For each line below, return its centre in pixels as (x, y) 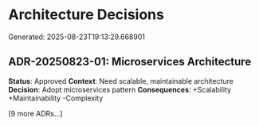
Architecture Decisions (86, 15)
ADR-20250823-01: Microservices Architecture (130, 62)
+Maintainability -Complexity (56, 98)
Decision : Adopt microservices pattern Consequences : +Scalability (120, 89)
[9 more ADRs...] (35, 113)
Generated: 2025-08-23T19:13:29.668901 (77, 37)
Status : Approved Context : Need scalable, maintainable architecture (121, 81)
